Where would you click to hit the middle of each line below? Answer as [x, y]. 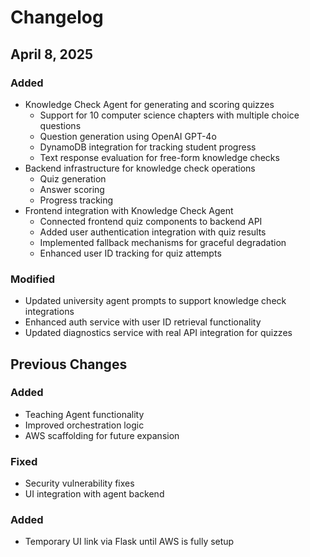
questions [60, 125]
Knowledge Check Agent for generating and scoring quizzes [149, 104]
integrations [49, 312]
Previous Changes [69, 364]
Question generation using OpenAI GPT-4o [128, 136]
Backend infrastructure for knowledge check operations [140, 168]
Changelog [57, 17]
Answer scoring [72, 189]
